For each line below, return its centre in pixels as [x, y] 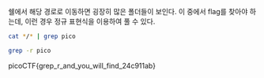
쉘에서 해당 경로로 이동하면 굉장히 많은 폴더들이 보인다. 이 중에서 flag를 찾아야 [128, 11]
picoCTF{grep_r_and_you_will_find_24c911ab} [82, 65]
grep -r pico [30, 50]
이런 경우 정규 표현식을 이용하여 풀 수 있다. [90, 21]
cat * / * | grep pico [42, 36]
